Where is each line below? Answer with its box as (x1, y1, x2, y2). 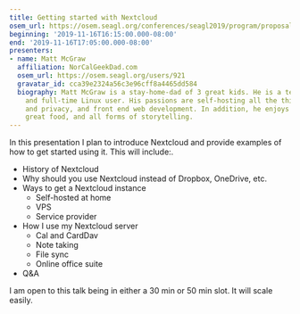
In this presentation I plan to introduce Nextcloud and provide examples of (9, 137, 282, 148)
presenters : (9, 46, 54, 55)
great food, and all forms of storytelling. (25, 112, 194, 121)
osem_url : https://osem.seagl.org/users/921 (17, 71, 186, 80)
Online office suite (35, 259, 104, 269)
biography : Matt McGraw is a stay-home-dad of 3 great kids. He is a (17, 87, 281, 96)
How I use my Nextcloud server (21, 220, 138, 232)
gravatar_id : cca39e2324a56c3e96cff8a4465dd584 (17, 79, 198, 88)
